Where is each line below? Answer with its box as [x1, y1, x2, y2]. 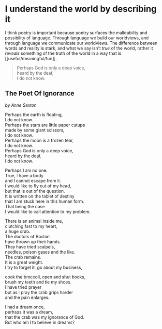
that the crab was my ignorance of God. [5, 314, 85, 320]
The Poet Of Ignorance [5, 89, 75, 98]
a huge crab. [5, 228, 30, 234]
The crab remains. [5, 254, 42, 260]
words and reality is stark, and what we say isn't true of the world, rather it [5, 45, 153, 51]
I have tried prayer [5, 284, 42, 290]
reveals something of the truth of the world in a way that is [5, 50, 122, 56]
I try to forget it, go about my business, [5, 264, 83, 270]
